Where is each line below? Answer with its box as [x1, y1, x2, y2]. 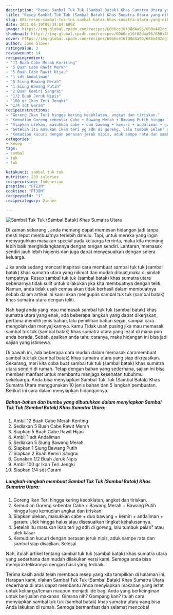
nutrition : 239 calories [6, 174, 59, 180]
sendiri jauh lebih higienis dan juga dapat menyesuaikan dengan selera [6, 248, 156, 255]
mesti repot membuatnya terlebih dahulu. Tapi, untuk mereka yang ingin [6, 232, 158, 238]
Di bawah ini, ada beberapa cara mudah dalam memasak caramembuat [6, 349, 157, 355]
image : [6, 27, 20, 32]
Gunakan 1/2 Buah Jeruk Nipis [13, 455, 78, 462]
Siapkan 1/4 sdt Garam [13, 467, 62, 473]
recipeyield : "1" [6, 194, 43, 199]
